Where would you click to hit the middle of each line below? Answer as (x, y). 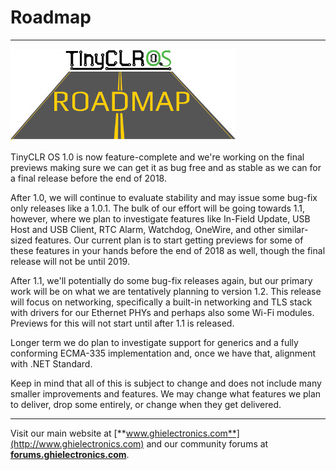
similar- (293, 229)
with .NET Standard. (51, 363)
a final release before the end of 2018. (88, 178)
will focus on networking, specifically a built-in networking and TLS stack (161, 302)
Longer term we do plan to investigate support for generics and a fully (154, 342)
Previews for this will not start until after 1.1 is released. (122, 323)
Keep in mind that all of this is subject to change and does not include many (166, 383)
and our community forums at (207, 443)
